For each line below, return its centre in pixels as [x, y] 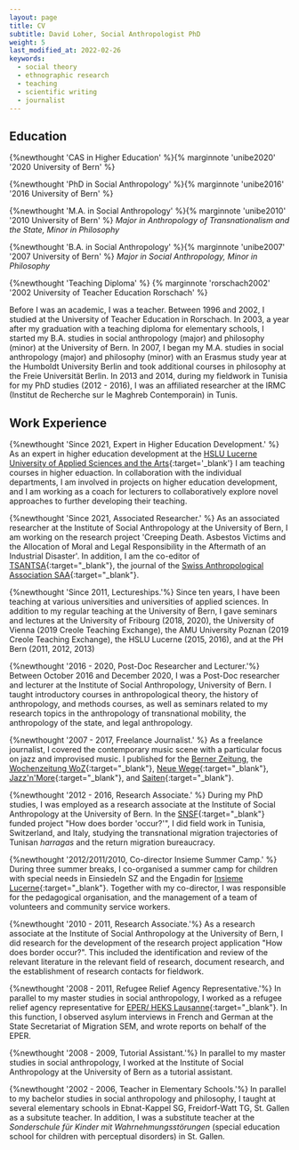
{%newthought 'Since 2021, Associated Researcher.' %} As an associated [145, 518]
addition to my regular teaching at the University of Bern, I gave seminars [143, 611]
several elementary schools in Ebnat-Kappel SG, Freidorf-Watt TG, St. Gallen [149, 1108]
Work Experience [58, 423]
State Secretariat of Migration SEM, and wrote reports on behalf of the [138, 1026]
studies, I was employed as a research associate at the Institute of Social [142, 804]
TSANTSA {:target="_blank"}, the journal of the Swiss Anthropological [137, 565]
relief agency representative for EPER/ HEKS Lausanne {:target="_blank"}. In [148, 1007]
